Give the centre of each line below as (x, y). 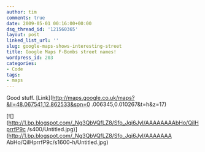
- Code (15, 69)
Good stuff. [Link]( (29, 98)
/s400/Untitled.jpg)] (52, 129)
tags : (13, 75)
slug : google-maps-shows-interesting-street (64, 47)
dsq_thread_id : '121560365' (42, 29)
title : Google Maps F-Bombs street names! (61, 52)
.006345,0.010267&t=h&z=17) (129, 104)
